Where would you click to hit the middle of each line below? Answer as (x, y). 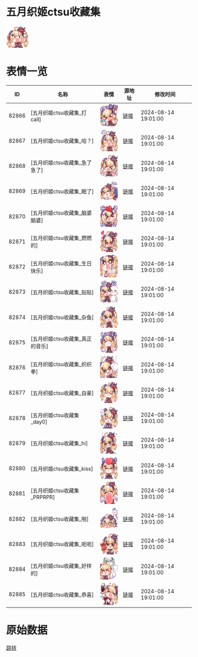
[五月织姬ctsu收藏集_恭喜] (62, 594)
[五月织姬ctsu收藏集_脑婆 (61, 213)
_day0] (39, 422)
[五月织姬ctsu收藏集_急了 (61, 162)
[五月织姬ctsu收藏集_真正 (61, 339)
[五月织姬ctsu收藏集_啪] (60, 519)
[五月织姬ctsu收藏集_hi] (59, 443)
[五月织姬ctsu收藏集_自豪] (62, 393)
